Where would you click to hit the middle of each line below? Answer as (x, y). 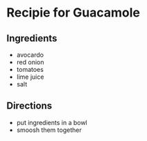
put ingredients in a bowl (52, 122)
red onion (30, 62)
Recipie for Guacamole (73, 13)
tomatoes (30, 69)
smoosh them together (49, 130)
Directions (29, 106)
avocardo (30, 55)
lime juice (30, 77)
